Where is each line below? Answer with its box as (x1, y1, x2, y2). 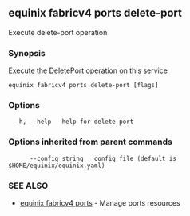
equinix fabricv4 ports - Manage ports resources (19, 198, 181, 207)
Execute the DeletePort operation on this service (8, 66, 168, 75)
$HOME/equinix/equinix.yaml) (8, 162, 105, 170)
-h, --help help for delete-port (15, 118, 134, 126)
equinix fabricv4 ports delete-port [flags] (8, 82, 159, 90)
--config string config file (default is (29, 154, 177, 162)
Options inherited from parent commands (8, 136, 173, 147)
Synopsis (8, 47, 46, 58)
